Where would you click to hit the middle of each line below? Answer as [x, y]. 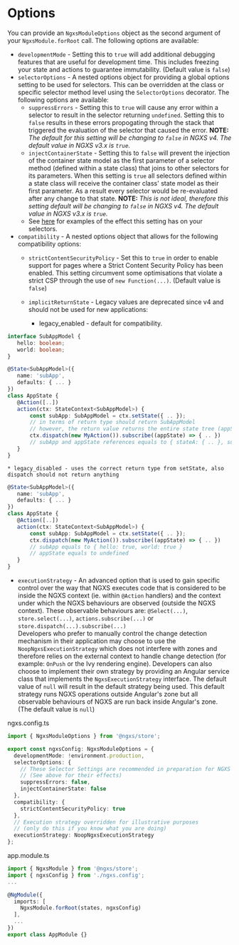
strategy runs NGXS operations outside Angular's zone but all [108, 694]
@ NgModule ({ [25, 895]
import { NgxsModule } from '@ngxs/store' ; [73, 869]
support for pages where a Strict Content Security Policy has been [126, 265]
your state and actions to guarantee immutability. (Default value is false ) [124, 69]
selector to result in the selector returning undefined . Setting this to [126, 115]
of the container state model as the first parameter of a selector [121, 160]
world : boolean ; [41, 350]
